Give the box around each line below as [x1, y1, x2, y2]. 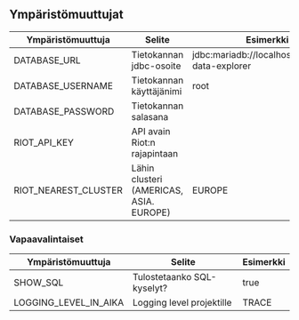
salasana [131, 110, 169, 123]
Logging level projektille [132, 297, 232, 309]
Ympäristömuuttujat [9, 7, 124, 22]
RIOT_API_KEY [13, 136, 74, 148]
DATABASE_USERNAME [13, 79, 113, 92]
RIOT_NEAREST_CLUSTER [13, 184, 123, 196]
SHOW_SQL [13, 276, 64, 289]
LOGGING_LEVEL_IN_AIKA [13, 297, 125, 309]
